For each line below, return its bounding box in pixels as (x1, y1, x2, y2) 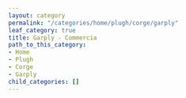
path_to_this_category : (8, 41, 87, 49)
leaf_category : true (8, 26, 77, 34)
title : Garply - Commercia (8, 33, 97, 42)
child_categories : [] (8, 77, 80, 85)
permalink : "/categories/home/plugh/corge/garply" (8, 19, 179, 27)
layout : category (8, 11, 66, 20)
